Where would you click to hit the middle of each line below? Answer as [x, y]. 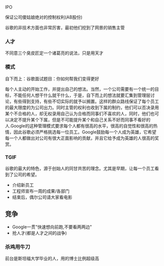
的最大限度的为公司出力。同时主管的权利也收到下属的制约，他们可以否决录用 [82, 107]
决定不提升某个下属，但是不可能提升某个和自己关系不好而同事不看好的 [80, 120]
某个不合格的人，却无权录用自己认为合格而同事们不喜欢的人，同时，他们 [78, 113]
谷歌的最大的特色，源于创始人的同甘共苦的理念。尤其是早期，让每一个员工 [80, 168]
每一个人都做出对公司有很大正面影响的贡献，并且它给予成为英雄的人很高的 [80, 138]
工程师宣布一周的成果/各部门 [41, 191]
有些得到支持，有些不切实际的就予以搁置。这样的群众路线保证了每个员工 [86, 101]
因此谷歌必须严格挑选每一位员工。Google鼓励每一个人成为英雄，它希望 [85, 132]
